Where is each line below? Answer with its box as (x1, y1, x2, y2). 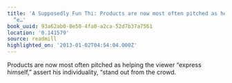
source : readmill (7, 36, 57, 43)
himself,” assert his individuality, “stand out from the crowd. (7, 68, 177, 76)
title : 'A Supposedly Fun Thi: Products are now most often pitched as (7, 10, 217, 17)
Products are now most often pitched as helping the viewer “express (7, 61, 202, 69)
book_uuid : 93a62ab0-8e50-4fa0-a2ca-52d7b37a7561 (7, 23, 153, 29)
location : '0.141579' (7, 29, 70, 36)
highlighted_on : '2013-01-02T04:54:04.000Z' (7, 42, 137, 49)
